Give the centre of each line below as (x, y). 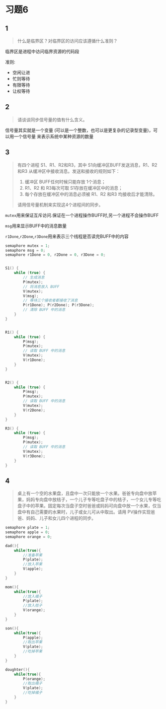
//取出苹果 (33, 642)
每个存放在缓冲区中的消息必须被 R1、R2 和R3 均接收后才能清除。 (91, 194)
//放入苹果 (33, 564)
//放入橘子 (33, 596)
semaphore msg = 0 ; (25, 250)
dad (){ (12, 546)
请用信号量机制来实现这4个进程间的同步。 (60, 205)
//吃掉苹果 (33, 651)
